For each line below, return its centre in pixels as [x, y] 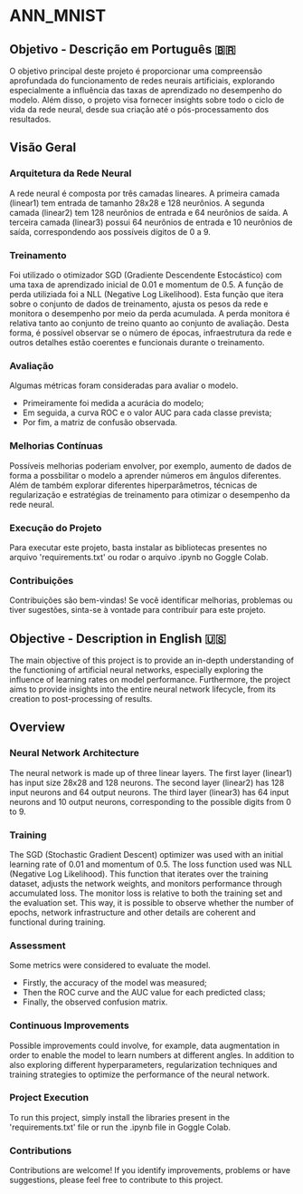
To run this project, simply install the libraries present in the [120, 1117]
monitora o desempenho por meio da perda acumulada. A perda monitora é [150, 313]
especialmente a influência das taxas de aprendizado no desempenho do [146, 90]
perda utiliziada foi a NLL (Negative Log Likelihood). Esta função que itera [147, 294]
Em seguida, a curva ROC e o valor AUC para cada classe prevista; [147, 413]
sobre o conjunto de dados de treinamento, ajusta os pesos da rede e [139, 304]
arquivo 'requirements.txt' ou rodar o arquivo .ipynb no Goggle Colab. [139, 557]
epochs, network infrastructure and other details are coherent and [133, 912]
